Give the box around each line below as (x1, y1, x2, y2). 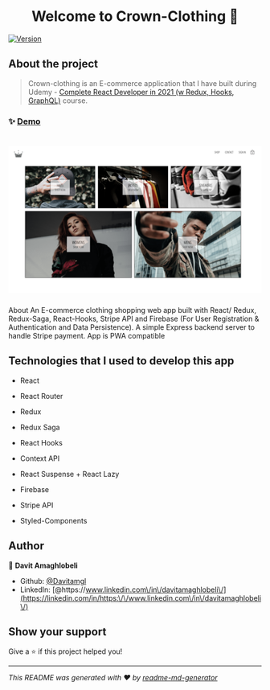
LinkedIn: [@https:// (19, 585, 86, 594)
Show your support (8, 625, 107, 639)
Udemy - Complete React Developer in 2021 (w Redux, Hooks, (27, 87, 235, 97)
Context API (19, 454, 60, 463)
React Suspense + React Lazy (19, 469, 120, 478)
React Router (19, 391, 63, 400)
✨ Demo (8, 116, 41, 127)
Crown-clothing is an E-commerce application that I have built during (27, 78, 257, 88)
